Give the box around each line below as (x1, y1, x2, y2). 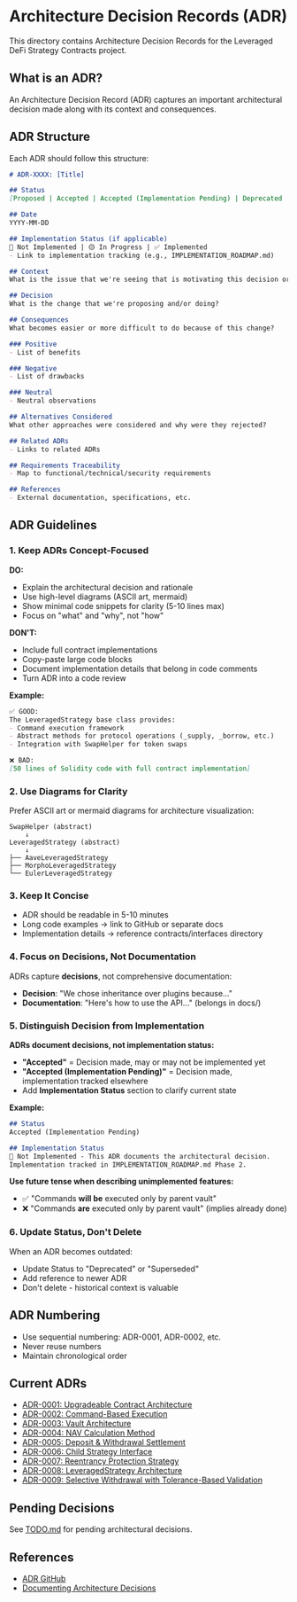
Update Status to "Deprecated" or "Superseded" (21, 1263, 200, 1274)
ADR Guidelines (9, 518, 97, 533)
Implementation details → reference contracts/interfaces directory (21, 928, 263, 939)
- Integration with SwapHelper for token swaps (9, 740, 188, 749)
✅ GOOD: (9, 707, 40, 715)
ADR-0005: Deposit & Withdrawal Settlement (21, 1437, 186, 1448)
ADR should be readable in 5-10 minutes (21, 910, 170, 920)
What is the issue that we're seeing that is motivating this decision (9, 275, 278, 285)
